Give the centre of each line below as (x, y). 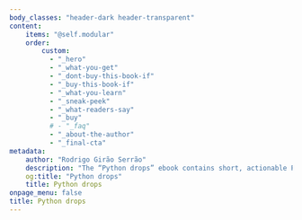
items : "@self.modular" (70, 34)
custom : (56, 51)
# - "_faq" (70, 127)
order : (38, 43)
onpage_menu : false (46, 193)
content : (26, 26)
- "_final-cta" (77, 143)
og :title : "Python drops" (74, 176)
